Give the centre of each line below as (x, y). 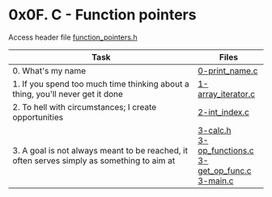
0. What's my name (49, 70)
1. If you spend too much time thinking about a (101, 84)
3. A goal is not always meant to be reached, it (100, 150)
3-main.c (216, 181)
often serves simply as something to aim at (94, 161)
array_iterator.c (227, 94)
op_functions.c (226, 150)
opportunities (38, 117)
